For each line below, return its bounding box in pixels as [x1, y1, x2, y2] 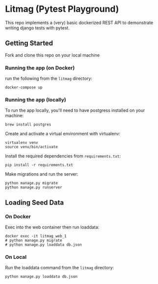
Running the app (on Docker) [5, 64, 75, 71]
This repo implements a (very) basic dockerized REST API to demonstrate [5, 20, 153, 26]
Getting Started [5, 39, 53, 48]
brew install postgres [5, 122, 51, 127]
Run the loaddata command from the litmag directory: [5, 265, 114, 271]
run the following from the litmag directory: [5, 76, 92, 81]
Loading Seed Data [5, 198, 64, 207]
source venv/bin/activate [5, 145, 58, 150]
